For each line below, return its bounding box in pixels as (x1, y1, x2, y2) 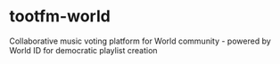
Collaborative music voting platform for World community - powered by (9, 36, 272, 46)
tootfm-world (9, 6, 111, 27)
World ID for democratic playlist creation (9, 44, 158, 55)
